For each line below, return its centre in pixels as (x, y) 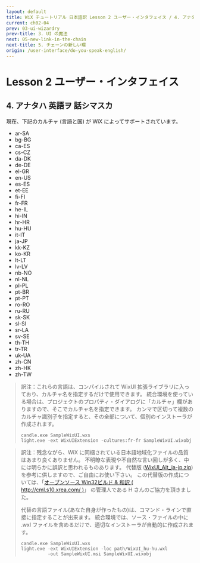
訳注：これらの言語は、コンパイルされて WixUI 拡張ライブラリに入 (102, 386)
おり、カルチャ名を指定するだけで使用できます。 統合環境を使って (107, 394)
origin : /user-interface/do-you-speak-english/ (66, 51)
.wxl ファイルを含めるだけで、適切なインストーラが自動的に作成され (104, 524)
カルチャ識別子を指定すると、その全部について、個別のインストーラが (106, 416)
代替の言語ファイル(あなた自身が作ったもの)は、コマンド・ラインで (104, 510)
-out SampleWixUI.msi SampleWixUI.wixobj (99, 554)
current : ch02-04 (28, 23)
